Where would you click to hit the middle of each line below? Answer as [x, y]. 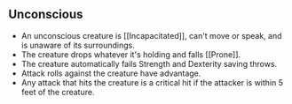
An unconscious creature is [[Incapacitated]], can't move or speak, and [151, 35]
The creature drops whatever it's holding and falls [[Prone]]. [131, 54]
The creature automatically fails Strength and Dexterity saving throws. [149, 63]
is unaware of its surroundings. [78, 45]
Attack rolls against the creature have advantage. [111, 73]
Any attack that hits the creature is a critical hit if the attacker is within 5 [152, 82]
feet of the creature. [58, 92]
